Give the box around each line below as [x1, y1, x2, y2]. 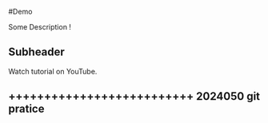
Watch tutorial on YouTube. [8, 66, 98, 76]
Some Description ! [8, 22, 72, 31]
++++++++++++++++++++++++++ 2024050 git [8, 89, 261, 103]
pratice [8, 102, 45, 116]
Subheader [8, 46, 66, 59]
